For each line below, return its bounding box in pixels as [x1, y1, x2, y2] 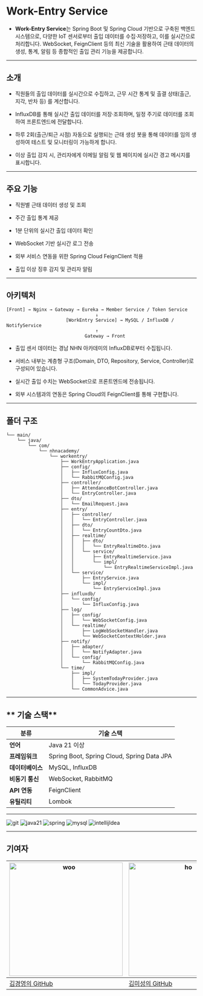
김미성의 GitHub [129, 979, 173, 988]
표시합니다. [14, 158, 42, 166]
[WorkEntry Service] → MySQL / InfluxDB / [65, 317, 174, 324]
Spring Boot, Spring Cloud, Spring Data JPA [48, 752, 172, 760]
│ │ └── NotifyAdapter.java [60, 649, 142, 656]
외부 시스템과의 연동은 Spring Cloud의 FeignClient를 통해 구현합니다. [14, 391, 179, 398]
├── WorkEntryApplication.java [60, 458, 139, 465]
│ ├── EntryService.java [60, 575, 139, 581]
